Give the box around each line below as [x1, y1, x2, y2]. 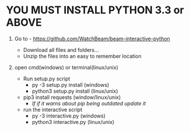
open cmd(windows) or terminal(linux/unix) [14, 63, 118, 70]
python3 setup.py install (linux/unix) [31, 87, 118, 94]
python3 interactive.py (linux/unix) [31, 118, 115, 125]
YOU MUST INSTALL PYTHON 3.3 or [6, 3, 185, 17]
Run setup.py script [23, 75, 71, 82]
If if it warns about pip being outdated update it [31, 100, 146, 107]
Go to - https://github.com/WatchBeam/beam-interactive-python [14, 35, 170, 42]
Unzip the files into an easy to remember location [23, 52, 142, 59]
